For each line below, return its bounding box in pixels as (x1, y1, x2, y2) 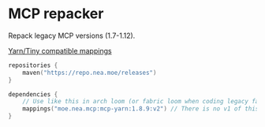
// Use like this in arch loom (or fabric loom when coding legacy (22, 98, 248, 106)
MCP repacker (8, 5, 104, 23)
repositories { (8, 61, 58, 69)
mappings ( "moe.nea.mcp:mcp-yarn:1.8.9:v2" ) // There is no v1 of (22, 105, 242, 113)
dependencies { (8, 90, 58, 99)
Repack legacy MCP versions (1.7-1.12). (8, 31, 136, 40)
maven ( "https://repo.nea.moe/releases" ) (22, 69, 157, 77)
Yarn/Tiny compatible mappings (8, 46, 112, 55)
